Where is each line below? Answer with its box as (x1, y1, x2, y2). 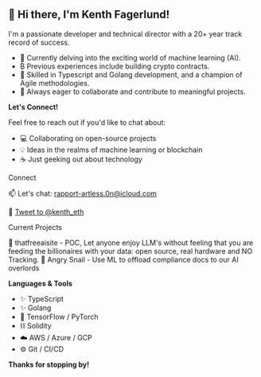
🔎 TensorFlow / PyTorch (19, 312, 99, 321)
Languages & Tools (8, 278, 73, 288)
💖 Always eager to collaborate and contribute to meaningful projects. (19, 87, 246, 96)
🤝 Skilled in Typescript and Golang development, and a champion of (19, 69, 243, 80)
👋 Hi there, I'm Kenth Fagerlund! (8, 8, 170, 21)
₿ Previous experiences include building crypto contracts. (19, 61, 210, 71)
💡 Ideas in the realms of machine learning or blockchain (19, 145, 203, 154)
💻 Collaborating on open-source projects (19, 133, 157, 143)
